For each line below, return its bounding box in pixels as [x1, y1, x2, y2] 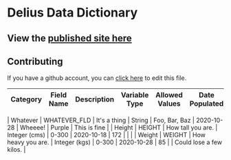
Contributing [7, 55, 63, 67]
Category [10, 94, 43, 104]
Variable [120, 90, 149, 100]
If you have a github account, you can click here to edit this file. [7, 74, 187, 82]
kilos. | [7, 146, 26, 154]
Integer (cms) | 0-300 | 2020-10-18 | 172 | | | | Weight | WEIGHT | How [7, 131, 206, 139]
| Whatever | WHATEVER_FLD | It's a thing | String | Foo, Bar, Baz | [7, 116, 195, 125]
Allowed [155, 90, 184, 100]
